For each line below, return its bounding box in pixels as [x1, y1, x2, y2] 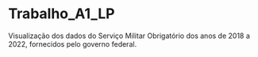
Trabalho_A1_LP [8, 5, 115, 23]
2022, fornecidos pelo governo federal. [8, 39, 137, 48]
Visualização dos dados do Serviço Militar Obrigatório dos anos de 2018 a [8, 31, 250, 40]
